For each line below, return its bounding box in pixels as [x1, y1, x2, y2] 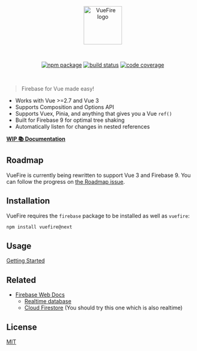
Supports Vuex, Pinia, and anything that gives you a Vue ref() [15, 110, 173, 117]
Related [6, 274, 37, 285]
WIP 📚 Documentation [6, 135, 65, 142]
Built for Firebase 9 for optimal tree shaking [15, 116, 125, 124]
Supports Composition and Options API [15, 104, 114, 110]
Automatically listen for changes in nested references [15, 123, 150, 130]
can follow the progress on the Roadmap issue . [6, 178, 125, 185]
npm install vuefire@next [6, 224, 72, 230]
